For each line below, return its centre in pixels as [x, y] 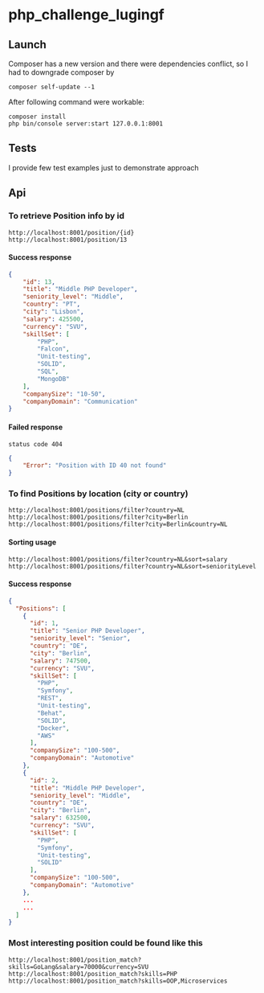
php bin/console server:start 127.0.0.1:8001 [85, 124]
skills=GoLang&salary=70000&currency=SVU [79, 966]
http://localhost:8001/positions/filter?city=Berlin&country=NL [118, 524]
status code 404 [35, 444]
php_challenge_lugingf [86, 15]
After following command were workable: [76, 102]
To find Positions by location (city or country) [98, 494]
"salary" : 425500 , [53, 319]
